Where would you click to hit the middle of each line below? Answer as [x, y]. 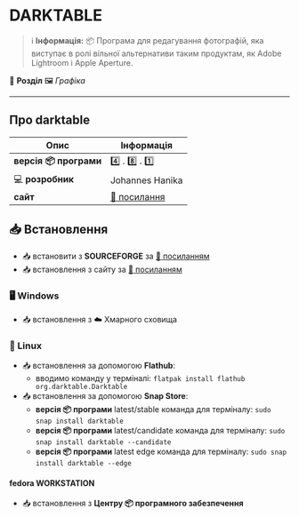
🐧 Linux [26, 346]
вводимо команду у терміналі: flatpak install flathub [140, 378]
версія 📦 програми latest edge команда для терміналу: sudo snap [161, 452]
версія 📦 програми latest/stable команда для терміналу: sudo [153, 410]
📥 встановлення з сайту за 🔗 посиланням [102, 269]
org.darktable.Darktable [81, 387]
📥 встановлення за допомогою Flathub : [99, 366]
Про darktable [50, 120]
